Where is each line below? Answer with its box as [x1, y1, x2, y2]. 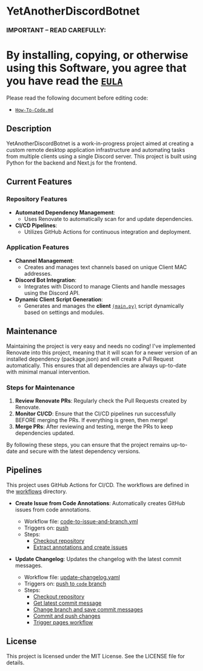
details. [6, 659, 25, 666]
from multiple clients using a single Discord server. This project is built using [6, 152, 197, 160]
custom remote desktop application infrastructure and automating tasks [6, 146, 185, 153]
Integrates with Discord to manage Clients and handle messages [24, 282, 185, 290]
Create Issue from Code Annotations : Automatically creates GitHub [15, 499, 185, 506]
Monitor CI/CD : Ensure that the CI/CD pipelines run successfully [15, 410, 176, 417]
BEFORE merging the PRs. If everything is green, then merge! [15, 416, 168, 423]
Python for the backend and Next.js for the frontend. [6, 159, 138, 166]
